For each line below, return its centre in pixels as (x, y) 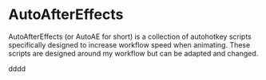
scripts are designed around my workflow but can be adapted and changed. (133, 53)
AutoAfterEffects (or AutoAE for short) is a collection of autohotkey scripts (130, 36)
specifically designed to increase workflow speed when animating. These (129, 44)
